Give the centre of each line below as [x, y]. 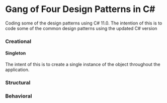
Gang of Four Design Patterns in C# [80, 9]
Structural [18, 82]
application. [17, 70]
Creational [18, 41]
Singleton [16, 53]
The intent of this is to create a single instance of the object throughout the [83, 64]
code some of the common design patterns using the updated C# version [81, 28]
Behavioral [19, 96]
